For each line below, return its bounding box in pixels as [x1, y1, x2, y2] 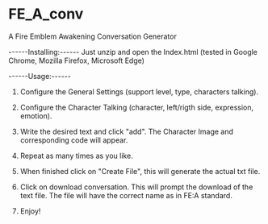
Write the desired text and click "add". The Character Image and [19, 127, 234, 136]
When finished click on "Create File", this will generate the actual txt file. [19, 166, 261, 176]
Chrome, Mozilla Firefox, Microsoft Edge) [8, 56, 145, 65]
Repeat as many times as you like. [19, 151, 133, 160]
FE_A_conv [8, 5, 84, 23]
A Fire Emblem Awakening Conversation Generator [8, 31, 178, 41]
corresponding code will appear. [19, 135, 128, 145]
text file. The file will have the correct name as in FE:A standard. [19, 190, 232, 200]
